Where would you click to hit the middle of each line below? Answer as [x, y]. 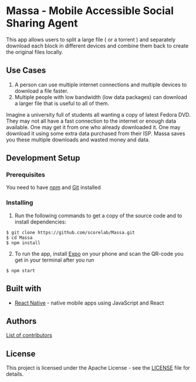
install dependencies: [40, 222]
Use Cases [26, 71]
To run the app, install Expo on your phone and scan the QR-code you [99, 253]
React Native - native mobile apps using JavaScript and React [89, 303]
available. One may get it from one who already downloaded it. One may [93, 127]
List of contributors [29, 335]
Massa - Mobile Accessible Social [90, 11]
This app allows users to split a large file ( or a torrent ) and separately [91, 39]
